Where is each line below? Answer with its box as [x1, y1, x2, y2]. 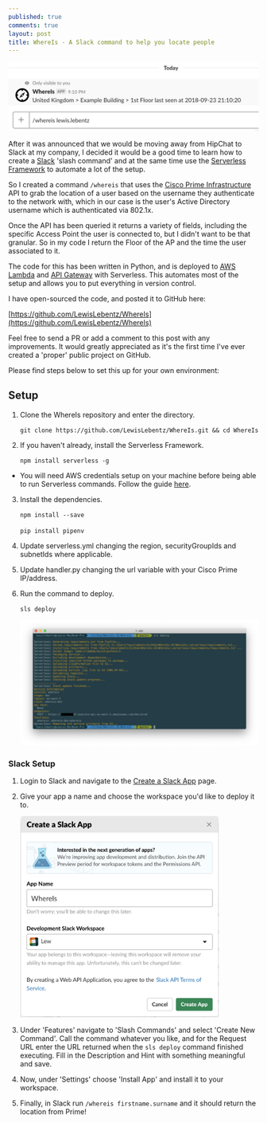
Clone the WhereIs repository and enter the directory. [19, 410, 195, 419]
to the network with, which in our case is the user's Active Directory [8, 197, 230, 206]
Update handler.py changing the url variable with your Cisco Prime [19, 564, 238, 574]
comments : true [8, 21, 59, 29]
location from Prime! [19, 1106, 87, 1116]
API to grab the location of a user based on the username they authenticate [8, 188, 255, 198]
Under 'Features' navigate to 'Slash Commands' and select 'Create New [19, 1025, 256, 1035]
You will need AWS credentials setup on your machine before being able [19, 470, 257, 480]
